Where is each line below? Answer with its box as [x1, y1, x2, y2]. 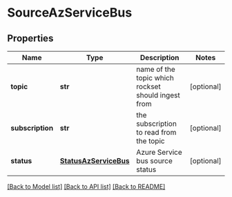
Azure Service [136, 147, 183, 157]
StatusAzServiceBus [59, 156, 130, 165]
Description [139, 53, 180, 62]
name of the [136, 64, 176, 74]
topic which [136, 73, 174, 82]
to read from [136, 128, 177, 137]
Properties [7, 32, 54, 44]
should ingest [136, 91, 181, 100]
